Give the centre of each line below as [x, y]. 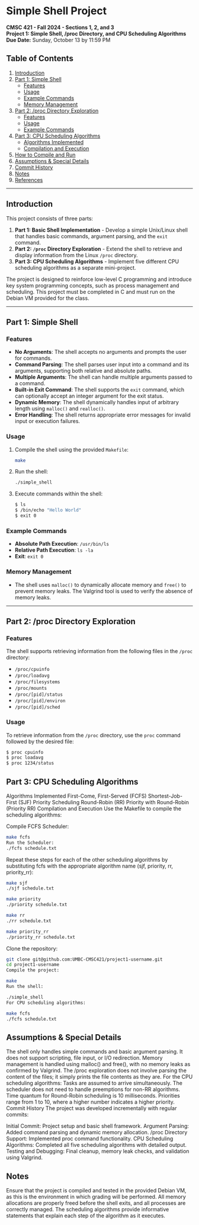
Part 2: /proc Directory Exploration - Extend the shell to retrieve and [98, 249]
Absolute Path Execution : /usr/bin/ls [62, 544]
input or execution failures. [47, 421]
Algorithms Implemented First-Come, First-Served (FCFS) [76, 796]
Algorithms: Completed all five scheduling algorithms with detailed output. [97, 1145]
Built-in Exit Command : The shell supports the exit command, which [99, 390]
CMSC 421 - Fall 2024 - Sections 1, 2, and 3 [60, 27]
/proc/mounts [31, 689]
